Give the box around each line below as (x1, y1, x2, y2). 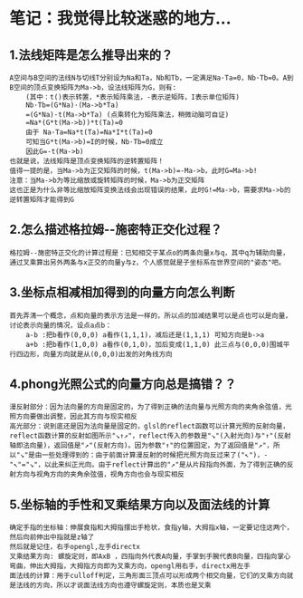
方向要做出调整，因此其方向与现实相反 (15, 412, 137, 421)
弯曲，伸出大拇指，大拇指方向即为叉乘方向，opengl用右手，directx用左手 (9, 562, 251, 571)
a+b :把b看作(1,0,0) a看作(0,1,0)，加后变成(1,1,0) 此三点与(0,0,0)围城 (25, 340, 283, 349)
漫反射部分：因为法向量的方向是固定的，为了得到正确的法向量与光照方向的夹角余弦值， (9, 402, 286, 412)
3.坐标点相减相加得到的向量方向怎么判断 (9, 285, 235, 300)
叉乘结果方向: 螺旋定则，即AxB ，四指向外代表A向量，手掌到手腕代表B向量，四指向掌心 (9, 552, 291, 562)
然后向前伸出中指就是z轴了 (9, 533, 95, 542)
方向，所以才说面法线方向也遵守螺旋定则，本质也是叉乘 (35, 581, 212, 590)
